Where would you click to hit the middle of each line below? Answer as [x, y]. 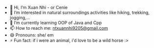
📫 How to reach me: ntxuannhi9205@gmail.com [59, 28]
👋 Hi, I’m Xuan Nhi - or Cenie [39, 7]
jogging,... [20, 18]
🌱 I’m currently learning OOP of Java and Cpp [55, 23]
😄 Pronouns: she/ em [32, 35]
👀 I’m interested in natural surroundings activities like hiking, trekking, [80, 12]
